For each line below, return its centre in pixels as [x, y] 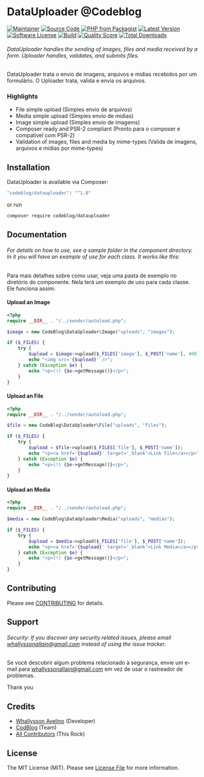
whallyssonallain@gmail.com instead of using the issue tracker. [87, 644]
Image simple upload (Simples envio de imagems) [78, 123]
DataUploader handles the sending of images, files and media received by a [102, 49]
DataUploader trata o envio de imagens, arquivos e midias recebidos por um [102, 74]
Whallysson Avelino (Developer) [55, 721]
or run [15, 205]
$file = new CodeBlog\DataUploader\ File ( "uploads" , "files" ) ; [87, 426]
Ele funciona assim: [31, 288]
